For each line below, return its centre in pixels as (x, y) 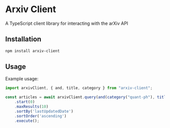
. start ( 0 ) (25, 102)
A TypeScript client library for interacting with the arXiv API (67, 23)
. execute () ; (27, 121)
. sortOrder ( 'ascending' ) (40, 116)
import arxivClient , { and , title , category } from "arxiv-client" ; (79, 88)
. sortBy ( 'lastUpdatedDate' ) (44, 111)
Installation (23, 39)
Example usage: (22, 79)
